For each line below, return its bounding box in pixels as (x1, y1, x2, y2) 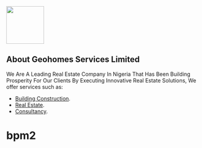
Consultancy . (14, 108, 48, 115)
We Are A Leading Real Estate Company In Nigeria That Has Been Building (6, 70, 191, 78)
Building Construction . (14, 94, 71, 102)
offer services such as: (6, 83, 63, 90)
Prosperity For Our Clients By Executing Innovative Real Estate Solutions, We (6, 76, 197, 84)
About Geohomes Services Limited (6, 54, 140, 65)
